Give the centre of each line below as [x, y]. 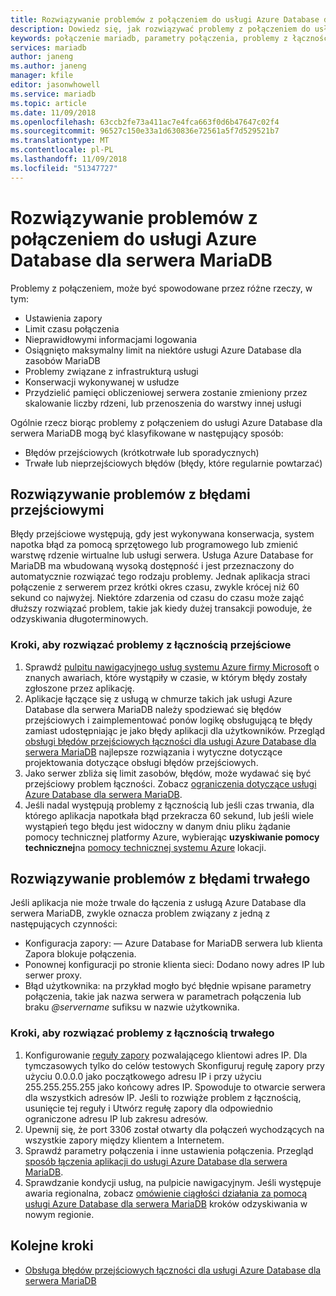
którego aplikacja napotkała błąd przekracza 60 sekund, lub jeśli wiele [169, 815]
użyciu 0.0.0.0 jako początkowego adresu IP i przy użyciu [143, 1076]
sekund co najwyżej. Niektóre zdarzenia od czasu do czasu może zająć [157, 598]
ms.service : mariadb [53, 94]
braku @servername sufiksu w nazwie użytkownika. [132, 1007]
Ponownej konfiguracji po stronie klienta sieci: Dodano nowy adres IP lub [174, 965]
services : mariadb [48, 47]
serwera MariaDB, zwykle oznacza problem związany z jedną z [140, 913]
